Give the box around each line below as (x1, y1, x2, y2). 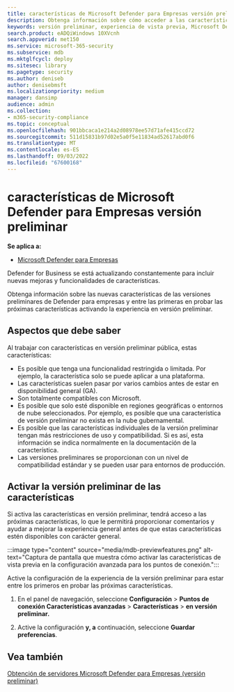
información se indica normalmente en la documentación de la (17, 438, 197, 447)
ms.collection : (7, 107, 52, 114)
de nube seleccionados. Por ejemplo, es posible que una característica (17, 408, 221, 417)
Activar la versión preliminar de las (7, 480, 162, 492)
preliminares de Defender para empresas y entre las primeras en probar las (7, 297, 223, 305)
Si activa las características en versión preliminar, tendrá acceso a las (7, 510, 207, 518)
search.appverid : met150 (7, 36, 79, 43)
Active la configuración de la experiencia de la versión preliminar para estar (7, 574, 224, 583)
